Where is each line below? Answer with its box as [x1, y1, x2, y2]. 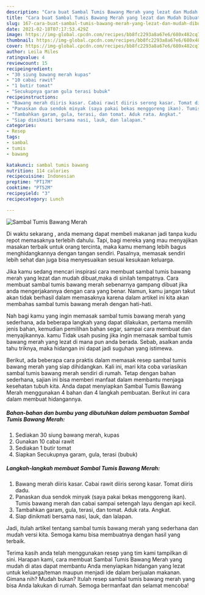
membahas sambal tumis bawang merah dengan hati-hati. [6, 300, 153, 307]
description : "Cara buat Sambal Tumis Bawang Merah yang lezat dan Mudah [6, 9, 198, 15]
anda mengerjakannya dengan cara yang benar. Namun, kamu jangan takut [6, 287, 196, 294]
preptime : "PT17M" [6, 179, 53, 185]
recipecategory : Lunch [6, 196, 64, 202]
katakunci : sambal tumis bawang [6, 162, 88, 168]
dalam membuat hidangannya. [6, 395, 82, 403]
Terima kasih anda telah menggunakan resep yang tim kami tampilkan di [6, 549, 188, 557]
